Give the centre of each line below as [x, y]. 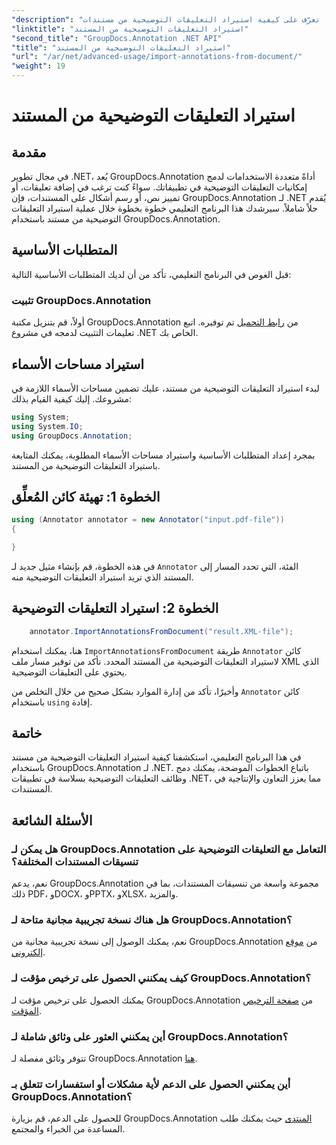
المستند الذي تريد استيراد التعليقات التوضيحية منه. [102, 577]
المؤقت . [26, 1010]
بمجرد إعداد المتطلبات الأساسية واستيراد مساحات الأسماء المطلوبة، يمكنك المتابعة [163, 455]
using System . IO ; [47, 426]
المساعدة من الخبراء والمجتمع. [68, 1129]
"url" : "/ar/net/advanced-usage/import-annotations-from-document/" [157, 57]
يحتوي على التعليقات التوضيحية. [69, 672]
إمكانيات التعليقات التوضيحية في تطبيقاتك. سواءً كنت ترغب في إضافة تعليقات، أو [159, 187]
